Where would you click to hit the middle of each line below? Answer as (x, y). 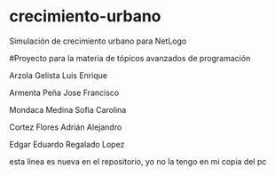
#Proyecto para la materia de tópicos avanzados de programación (130, 58)
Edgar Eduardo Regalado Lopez (67, 144)
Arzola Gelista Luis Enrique (59, 75)
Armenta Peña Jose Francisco (64, 92)
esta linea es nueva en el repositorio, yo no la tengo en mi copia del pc (138, 161)
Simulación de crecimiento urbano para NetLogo (98, 41)
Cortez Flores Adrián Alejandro (66, 127)
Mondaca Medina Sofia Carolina (68, 109)
